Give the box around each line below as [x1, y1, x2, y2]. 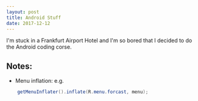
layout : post [6, 9, 40, 15]
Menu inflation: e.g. [15, 77, 64, 85]
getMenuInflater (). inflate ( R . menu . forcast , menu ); [17, 89, 149, 95]
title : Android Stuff [6, 15, 62, 21]
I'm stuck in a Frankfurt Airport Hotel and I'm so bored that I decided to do [6, 37, 193, 44]
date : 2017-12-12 [6, 20, 51, 26]
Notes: [6, 61, 32, 71]
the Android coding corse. [6, 43, 72, 50]
